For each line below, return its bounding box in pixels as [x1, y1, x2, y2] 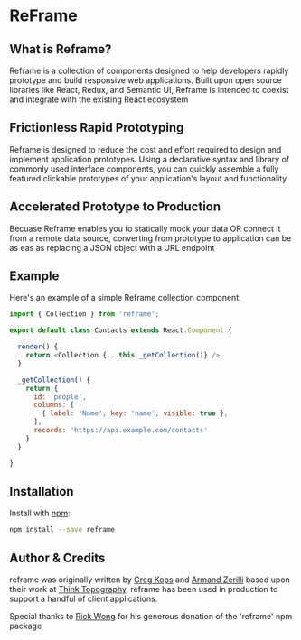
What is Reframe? [9, 42, 112, 57]
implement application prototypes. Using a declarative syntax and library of [9, 153, 290, 164]
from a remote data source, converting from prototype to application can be [9, 232, 292, 244]
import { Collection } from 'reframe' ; [9, 310, 160, 319]
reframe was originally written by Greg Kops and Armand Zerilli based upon [9, 574, 291, 585]
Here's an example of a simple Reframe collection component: [9, 292, 241, 303]
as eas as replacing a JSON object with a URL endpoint [9, 242, 215, 253]
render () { [17, 342, 59, 352]
